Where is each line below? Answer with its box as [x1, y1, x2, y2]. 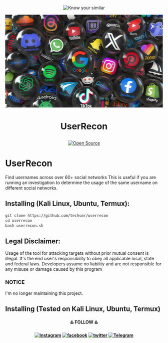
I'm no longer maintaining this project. [5, 290, 83, 296]
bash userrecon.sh [5, 223, 43, 228]
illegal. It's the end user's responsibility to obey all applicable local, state [5, 256, 154, 262]
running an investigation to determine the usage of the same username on [5, 180, 158, 186]
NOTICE [5, 279, 25, 286]
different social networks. [5, 185, 58, 191]
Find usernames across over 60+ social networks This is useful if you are [5, 174, 156, 180]
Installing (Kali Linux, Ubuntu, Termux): [5, 199, 130, 208]
